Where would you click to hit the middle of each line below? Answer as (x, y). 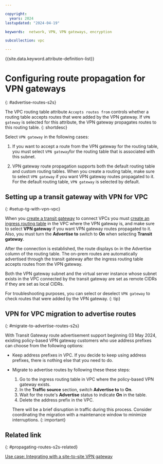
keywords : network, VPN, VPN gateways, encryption (58, 32)
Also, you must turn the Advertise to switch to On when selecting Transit (79, 234)
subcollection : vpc (25, 41)
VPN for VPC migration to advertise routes (71, 314)
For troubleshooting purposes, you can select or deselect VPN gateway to (78, 293)
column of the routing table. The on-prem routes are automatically (71, 253)
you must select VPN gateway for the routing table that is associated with (83, 151)
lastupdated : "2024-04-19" (32, 23)
